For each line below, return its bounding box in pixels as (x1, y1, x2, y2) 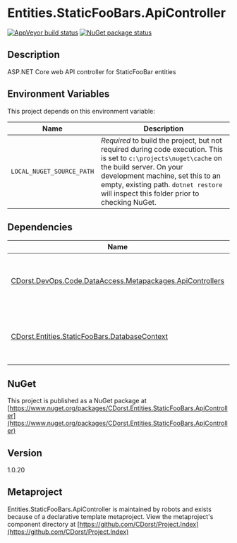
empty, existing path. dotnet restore (101, 179, 224, 189)
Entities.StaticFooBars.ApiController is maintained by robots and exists (7, 505, 212, 513)
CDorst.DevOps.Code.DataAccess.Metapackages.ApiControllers (11, 276, 224, 286)
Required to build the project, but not (101, 136, 222, 145)
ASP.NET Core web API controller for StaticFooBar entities (7, 67, 176, 76)
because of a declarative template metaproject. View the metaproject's (7, 512, 214, 520)
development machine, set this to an (101, 171, 221, 181)
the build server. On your (101, 162, 183, 172)
